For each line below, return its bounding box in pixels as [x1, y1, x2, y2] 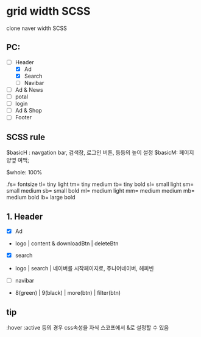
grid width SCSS [6, 4, 91, 18]
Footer [15, 114, 32, 121]
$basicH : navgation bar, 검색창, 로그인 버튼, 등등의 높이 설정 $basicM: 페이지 [6, 149, 194, 157]
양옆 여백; [6, 157, 29, 164]
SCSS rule [6, 131, 46, 142]
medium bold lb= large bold [6, 194, 76, 201]
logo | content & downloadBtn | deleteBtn [15, 240, 119, 247]
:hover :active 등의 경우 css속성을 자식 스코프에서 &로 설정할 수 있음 [6, 324, 169, 331]
